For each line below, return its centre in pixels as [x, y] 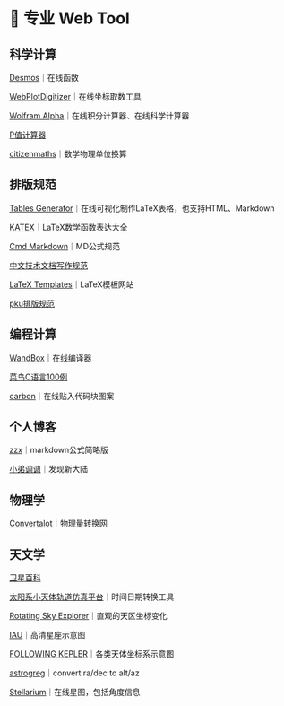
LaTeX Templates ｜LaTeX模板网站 [72, 284]
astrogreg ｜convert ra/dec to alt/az [75, 673]
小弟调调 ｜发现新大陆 [48, 469]
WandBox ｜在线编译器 [51, 357]
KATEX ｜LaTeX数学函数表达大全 [69, 227]
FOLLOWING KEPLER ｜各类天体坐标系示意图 [92, 654]
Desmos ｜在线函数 [44, 78]
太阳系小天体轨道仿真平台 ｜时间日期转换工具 [92, 597]
